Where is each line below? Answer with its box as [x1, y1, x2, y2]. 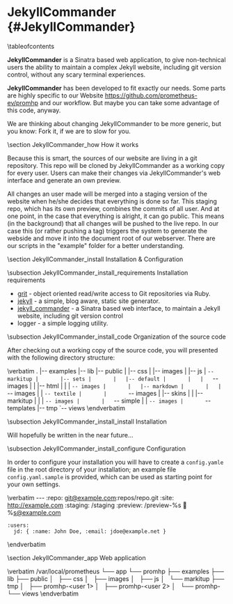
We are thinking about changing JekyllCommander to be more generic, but [7, 119, 221, 127]
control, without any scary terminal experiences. [7, 70, 146, 79]
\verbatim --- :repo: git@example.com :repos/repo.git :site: [7, 493, 175, 502]
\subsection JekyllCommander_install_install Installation [7, 417, 167, 426]
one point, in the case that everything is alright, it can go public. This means [7, 212, 225, 220]
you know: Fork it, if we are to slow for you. [7, 127, 131, 135]
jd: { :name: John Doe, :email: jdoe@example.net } [13, 527, 167, 535]
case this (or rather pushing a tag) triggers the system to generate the [7, 226, 207, 235]
